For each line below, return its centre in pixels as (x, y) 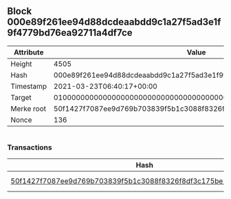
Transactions (30, 147)
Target (21, 97)
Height (21, 63)
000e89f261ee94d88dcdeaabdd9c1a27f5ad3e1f (114, 22)
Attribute (29, 52)
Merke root (29, 108)
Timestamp (29, 86)
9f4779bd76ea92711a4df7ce (70, 33)
